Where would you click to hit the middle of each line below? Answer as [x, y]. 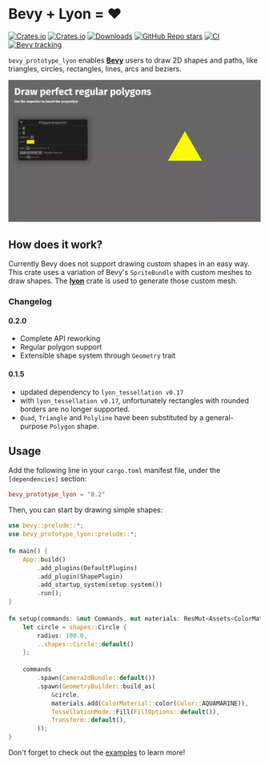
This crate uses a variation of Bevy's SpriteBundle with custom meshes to [130, 273]
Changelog [30, 302]
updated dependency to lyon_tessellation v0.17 [102, 392]
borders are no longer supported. [75, 409]
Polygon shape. [74, 426]
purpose [34, 426]
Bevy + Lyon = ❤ [65, 14]
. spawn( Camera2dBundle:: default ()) [96, 678]
